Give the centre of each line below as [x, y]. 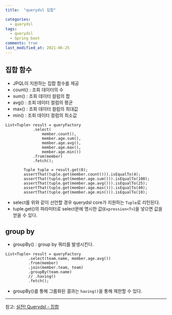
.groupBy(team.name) [50, 272]
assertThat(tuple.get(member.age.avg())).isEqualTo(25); [85, 183]
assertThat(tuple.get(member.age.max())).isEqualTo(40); [85, 187]
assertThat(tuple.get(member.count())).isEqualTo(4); [82, 174]
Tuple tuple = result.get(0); [56, 170]
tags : [11, 29]
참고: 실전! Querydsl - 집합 [32, 307]
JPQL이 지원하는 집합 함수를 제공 [46, 83]
